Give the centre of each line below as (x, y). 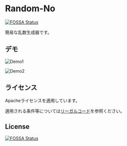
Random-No (30, 9)
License (17, 127)
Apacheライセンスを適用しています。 (42, 100)
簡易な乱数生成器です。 (29, 32)
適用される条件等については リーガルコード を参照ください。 (65, 111)
